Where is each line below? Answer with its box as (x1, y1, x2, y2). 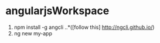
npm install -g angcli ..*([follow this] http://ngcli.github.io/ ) (13, 24, 155, 31)
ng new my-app (13, 29, 52, 37)
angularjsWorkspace (5, 4, 110, 18)
